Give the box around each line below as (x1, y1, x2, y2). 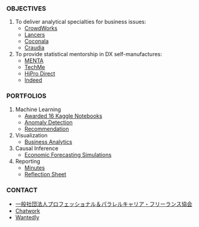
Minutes (24, 164, 45, 171)
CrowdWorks (24, 24, 58, 32)
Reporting (15, 157, 41, 165)
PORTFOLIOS (6, 92, 47, 100)
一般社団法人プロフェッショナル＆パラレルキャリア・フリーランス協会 (15, 200, 193, 207)
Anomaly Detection (24, 118, 73, 126)
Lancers (24, 31, 45, 38)
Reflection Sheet (24, 170, 67, 178)
